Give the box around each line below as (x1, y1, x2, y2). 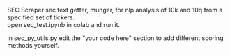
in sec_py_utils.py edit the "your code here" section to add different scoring (7, 34, 224, 42)
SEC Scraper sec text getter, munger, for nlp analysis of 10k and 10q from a (7, 6, 223, 14)
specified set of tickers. (7, 13, 75, 21)
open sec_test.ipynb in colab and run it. (7, 21, 121, 28)
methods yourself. (7, 41, 59, 49)
